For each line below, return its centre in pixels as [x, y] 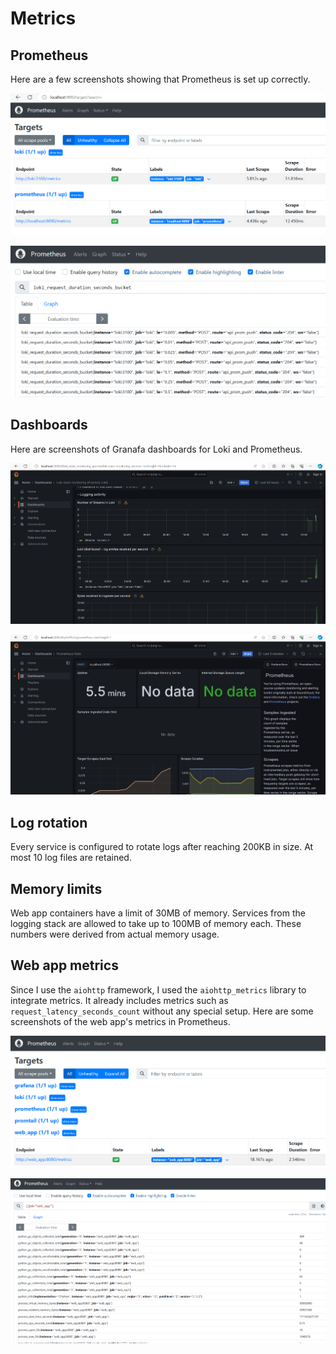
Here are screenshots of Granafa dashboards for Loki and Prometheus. [156, 449]
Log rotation [49, 822]
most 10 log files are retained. [71, 858]
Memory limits [56, 888]
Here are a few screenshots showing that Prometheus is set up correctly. [160, 79]
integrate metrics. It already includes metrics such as [119, 1000]
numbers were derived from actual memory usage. [115, 934]
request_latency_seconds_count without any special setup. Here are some [162, 1011]
